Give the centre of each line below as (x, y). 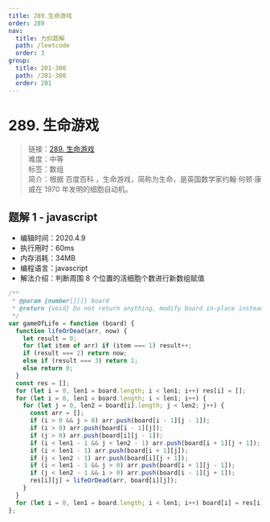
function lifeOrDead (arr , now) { (72, 331)
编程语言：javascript (54, 268)
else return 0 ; (48, 368)
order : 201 (34, 83)
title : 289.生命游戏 (40, 16)
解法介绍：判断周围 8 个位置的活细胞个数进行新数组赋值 (112, 278)
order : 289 (27, 23)
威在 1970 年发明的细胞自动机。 (80, 189)
